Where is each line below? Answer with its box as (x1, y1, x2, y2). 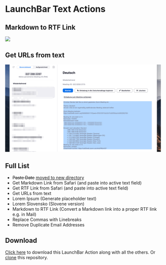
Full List (5, 161, 30, 170)
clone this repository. (5, 254, 48, 260)
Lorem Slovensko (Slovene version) (12, 201, 85, 207)
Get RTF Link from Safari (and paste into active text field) (12, 185, 128, 191)
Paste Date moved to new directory (12, 175, 84, 181)
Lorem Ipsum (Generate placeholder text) (12, 196, 97, 202)
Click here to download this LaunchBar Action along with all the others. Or (5, 249, 156, 255)
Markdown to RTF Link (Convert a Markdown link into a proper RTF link (12, 206, 157, 212)
